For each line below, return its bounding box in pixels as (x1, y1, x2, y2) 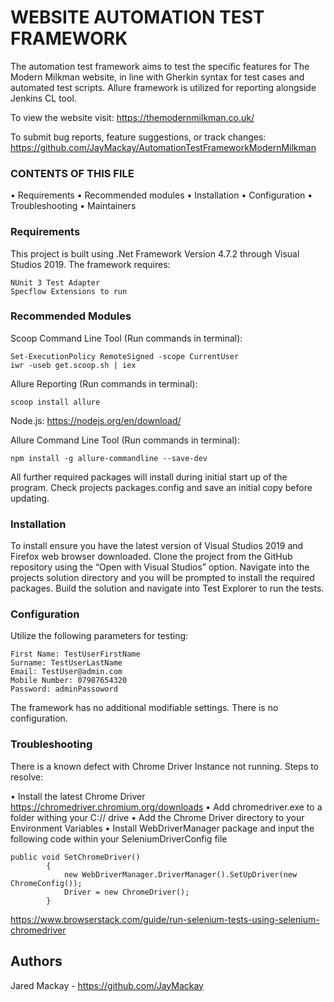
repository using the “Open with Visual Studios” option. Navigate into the (10, 561, 310, 573)
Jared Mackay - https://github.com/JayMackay (10, 979, 204, 991)
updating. (10, 492, 50, 504)
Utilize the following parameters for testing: (10, 630, 189, 642)
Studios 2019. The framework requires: (10, 258, 171, 270)
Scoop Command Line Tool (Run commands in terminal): (10, 332, 243, 344)
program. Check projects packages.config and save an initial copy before (10, 481, 313, 493)
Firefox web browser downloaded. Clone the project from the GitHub (10, 551, 293, 563)
